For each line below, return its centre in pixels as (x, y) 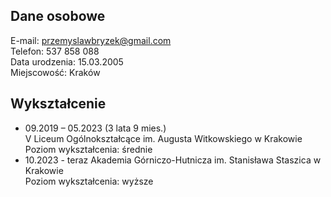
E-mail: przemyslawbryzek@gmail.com (91, 40)
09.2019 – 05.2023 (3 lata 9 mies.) (95, 128)
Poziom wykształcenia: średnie (88, 149)
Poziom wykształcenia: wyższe (89, 181)
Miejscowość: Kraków (55, 72)
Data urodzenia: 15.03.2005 (67, 61)
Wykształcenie (58, 104)
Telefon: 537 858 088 (55, 51)
